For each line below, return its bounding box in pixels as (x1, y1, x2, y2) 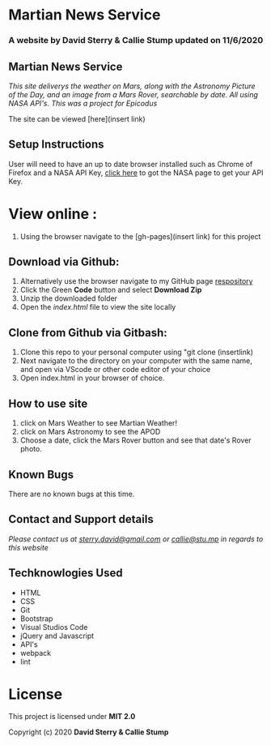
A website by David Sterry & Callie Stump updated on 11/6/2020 (8, 35, 264, 46)
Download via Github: (8, 255, 120, 269)
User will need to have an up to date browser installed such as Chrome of (8, 159, 253, 169)
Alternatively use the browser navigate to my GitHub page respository (19, 276, 253, 286)
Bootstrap (19, 614, 53, 623)
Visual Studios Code (19, 622, 88, 632)
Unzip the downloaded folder (19, 293, 118, 303)
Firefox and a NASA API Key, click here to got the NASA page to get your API (8, 168, 264, 178)
